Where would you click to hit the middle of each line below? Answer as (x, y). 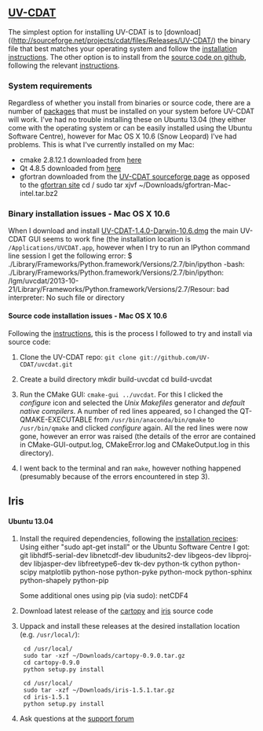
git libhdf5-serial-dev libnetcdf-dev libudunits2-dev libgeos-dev (123, 556)
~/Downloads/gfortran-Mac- (185, 185)
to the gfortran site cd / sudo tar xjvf (78, 185)
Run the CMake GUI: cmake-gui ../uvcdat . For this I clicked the (121, 394)
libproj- (240, 556)
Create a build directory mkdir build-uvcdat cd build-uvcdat (116, 379)
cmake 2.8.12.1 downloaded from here (80, 160)
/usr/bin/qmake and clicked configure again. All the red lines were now (134, 427)
